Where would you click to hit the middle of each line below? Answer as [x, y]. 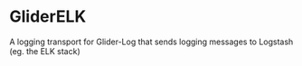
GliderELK [48, 17]
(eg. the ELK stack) [45, 51]
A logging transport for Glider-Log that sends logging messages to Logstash [151, 42]
